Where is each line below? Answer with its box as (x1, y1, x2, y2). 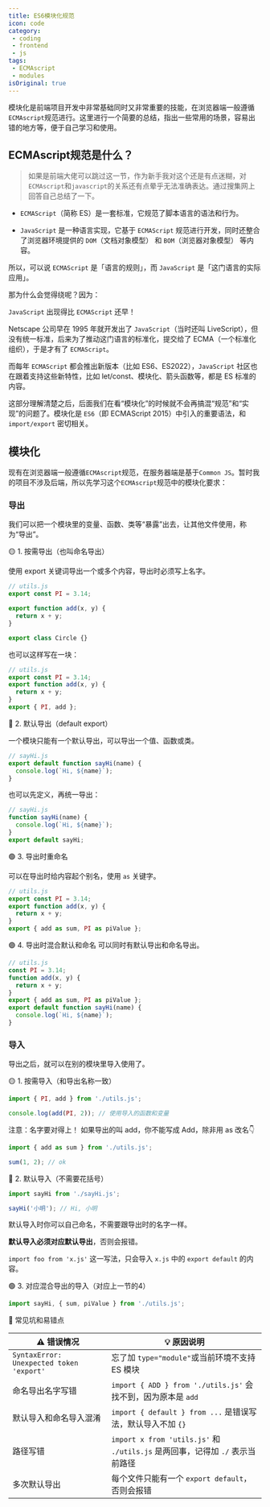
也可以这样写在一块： (8, 649, 79, 659)
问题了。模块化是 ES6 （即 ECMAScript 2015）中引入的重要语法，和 (25, 408, 247, 419)
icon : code (8, 19, 45, 27)
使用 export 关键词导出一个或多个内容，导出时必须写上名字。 (8, 566, 211, 576)
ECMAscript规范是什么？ (8, 148, 134, 162)
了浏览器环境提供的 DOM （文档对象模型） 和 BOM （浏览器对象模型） (19, 235, 239, 246)
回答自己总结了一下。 (27, 191, 99, 201)
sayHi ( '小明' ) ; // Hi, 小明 (8, 1204, 98, 1212)
